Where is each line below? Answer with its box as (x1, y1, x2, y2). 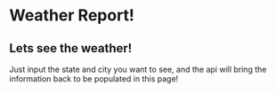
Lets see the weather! (9, 41, 133, 56)
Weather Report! (9, 5, 135, 26)
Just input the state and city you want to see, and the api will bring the (9, 64, 267, 74)
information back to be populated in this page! (9, 74, 179, 84)
